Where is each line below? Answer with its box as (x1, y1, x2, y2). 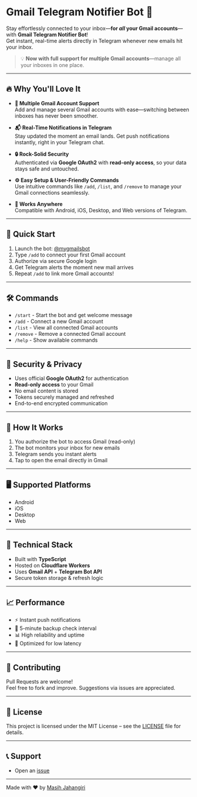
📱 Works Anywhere (14, 200, 63, 208)
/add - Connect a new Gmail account (14, 318, 104, 325)
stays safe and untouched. (14, 165, 79, 172)
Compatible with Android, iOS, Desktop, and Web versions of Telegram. (14, 206, 188, 214)
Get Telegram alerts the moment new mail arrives (14, 264, 134, 271)
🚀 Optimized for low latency (14, 640, 82, 647)
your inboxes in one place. (20, 61, 84, 68)
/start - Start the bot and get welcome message (14, 312, 133, 319)
